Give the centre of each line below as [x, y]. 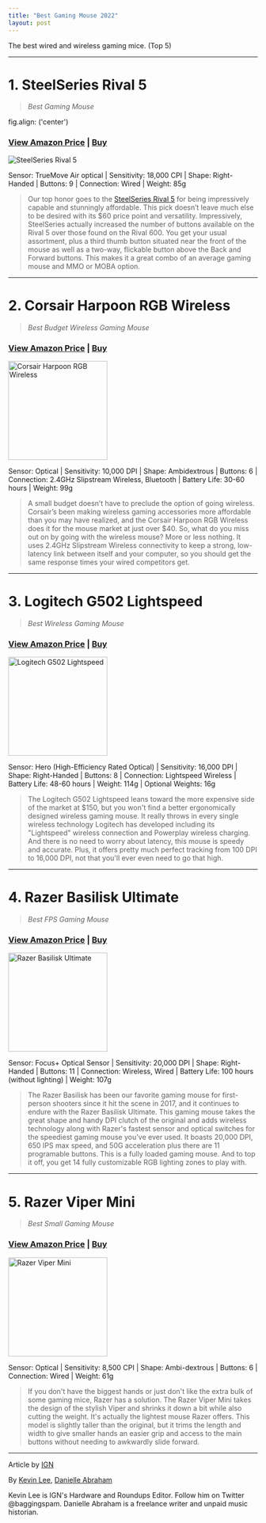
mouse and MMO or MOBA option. [84, 266]
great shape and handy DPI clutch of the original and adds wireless [137, 1120]
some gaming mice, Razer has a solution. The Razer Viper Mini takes [139, 1400]
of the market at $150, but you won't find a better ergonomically [131, 807]
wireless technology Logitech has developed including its [121, 825]
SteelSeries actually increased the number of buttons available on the [141, 224]
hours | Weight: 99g [41, 488]
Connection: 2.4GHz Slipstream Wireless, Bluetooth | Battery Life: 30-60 [127, 479]
